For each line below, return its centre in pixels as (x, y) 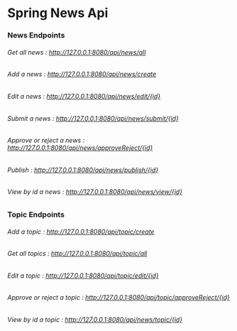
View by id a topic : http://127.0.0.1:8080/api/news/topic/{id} (95, 320)
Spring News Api (58, 13)
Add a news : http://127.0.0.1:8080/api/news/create (82, 74)
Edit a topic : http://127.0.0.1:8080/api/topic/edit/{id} (83, 276)
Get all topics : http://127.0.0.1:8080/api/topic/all (77, 254)
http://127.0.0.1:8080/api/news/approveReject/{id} (80, 148)
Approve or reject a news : (46, 141)
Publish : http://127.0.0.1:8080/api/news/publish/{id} (83, 170)
